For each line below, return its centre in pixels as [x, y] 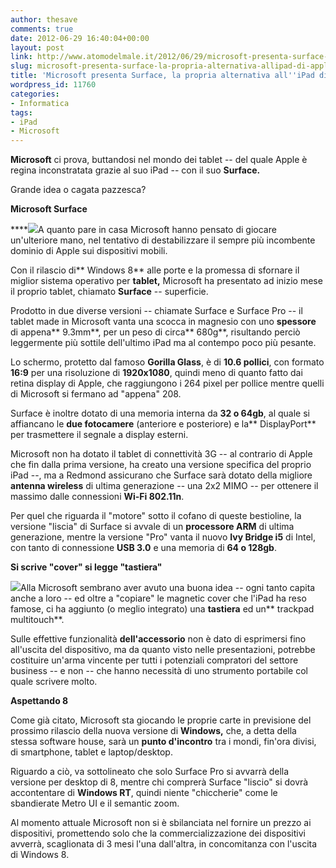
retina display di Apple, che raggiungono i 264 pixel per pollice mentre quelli [167, 383]
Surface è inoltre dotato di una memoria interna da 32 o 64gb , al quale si [160, 413]
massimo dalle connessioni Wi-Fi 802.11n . [97, 497]
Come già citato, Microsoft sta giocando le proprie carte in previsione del [161, 720]
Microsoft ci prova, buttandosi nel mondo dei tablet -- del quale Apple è [159, 160]
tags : [21, 112]
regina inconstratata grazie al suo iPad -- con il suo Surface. [135, 170]
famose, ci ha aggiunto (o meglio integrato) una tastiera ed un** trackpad [162, 609]
